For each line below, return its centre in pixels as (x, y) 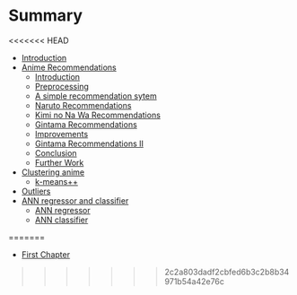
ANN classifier (61, 220)
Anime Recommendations (69, 67)
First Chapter (46, 254)
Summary (45, 16)
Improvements (61, 134)
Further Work (59, 162)
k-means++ (56, 181)
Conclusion (56, 152)
